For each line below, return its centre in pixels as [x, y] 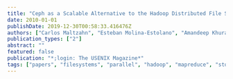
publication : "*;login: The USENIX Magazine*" [76, 58]
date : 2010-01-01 [32, 20]
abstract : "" [26, 45]
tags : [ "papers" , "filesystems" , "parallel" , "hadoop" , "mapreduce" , [110, 65]
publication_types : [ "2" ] [44, 39]
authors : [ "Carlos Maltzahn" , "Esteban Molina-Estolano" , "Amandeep [108, 33]
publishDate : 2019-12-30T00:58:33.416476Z [69, 26]
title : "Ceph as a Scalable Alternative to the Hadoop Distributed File [114, 13]
